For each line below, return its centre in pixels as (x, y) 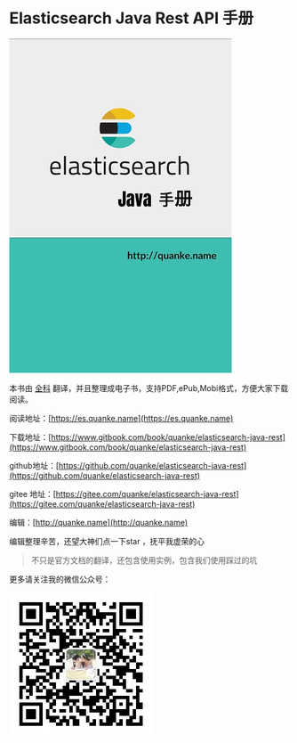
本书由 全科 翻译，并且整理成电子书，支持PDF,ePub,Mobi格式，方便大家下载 (149, 388)
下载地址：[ (30, 437)
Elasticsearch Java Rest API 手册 (132, 18)
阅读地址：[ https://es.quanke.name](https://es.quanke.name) (121, 418)
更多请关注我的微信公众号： (60, 579)
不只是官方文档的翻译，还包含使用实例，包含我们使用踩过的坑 (144, 560)
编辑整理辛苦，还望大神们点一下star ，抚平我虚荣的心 (107, 541)
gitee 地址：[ (32, 494)
